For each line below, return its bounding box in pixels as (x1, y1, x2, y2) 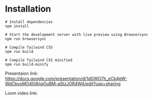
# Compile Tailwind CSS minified (5, 57, 73, 63)
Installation (5, 3, 51, 15)
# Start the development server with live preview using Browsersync (5, 32, 149, 37)
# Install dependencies (5, 19, 53, 24)
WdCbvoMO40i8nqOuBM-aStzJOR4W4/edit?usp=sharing (5, 81, 121, 86)
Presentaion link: (5, 70, 39, 76)
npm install (5, 23, 29, 29)
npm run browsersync (5, 36, 47, 41)
